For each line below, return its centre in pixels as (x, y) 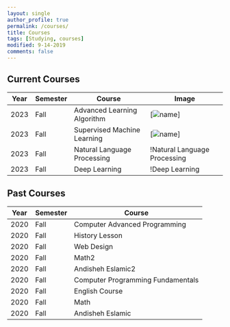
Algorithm (90, 118)
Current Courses (43, 79)
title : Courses (29, 32)
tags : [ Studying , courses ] (46, 39)
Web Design (94, 246)
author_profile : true (38, 20)
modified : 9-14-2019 (37, 45)
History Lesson (99, 235)
